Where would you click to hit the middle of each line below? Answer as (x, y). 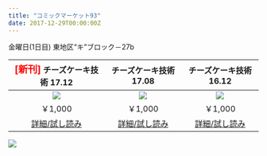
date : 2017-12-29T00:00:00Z (55, 23)
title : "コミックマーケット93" (54, 16)
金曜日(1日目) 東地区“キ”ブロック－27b (72, 47)
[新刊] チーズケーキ (53, 69)
